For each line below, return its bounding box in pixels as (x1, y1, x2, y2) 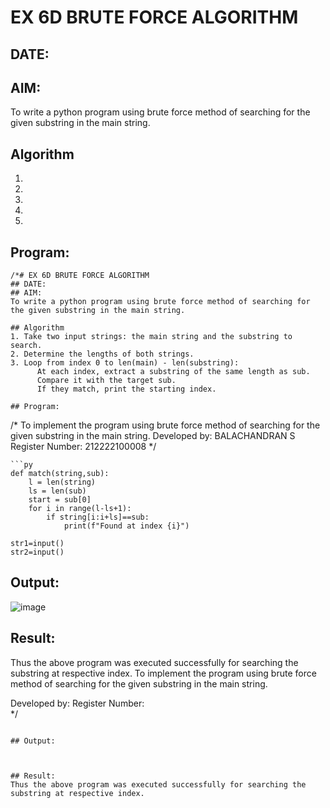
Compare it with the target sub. (36, 376, 177, 386)
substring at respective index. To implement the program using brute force (10, 667, 317, 679)
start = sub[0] (28, 495, 92, 505)
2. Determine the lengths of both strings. (10, 349, 195, 360)
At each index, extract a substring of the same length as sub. (36, 367, 311, 377)
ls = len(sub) (28, 486, 87, 496)
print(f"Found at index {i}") (63, 521, 190, 531)
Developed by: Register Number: (10, 697, 145, 709)
